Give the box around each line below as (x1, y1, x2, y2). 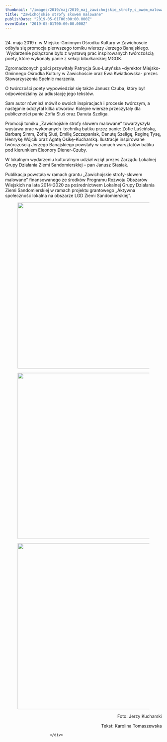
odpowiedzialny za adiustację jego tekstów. (5, 91, 94, 96)
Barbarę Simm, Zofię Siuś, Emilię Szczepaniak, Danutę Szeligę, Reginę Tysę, (5, 131, 162, 137)
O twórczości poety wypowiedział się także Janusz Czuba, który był (5, 85, 145, 91)
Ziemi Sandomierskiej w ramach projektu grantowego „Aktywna (5, 187, 136, 193)
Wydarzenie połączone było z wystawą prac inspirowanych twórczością (6, 50, 154, 56)
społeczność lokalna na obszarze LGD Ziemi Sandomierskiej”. (5, 192, 132, 198)
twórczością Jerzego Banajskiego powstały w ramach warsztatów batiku (5, 141, 154, 147)
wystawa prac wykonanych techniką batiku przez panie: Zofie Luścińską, (5, 125, 157, 132)
